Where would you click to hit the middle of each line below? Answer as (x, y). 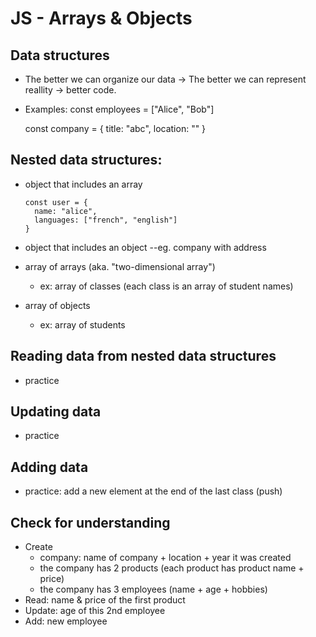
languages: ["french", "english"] (106, 220)
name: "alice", (66, 211)
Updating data (56, 412)
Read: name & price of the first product (105, 600)
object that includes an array (83, 184)
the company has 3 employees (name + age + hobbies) (153, 589)
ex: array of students (82, 324)
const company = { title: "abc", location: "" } (115, 128)
